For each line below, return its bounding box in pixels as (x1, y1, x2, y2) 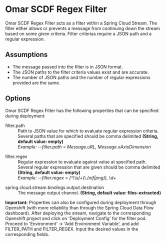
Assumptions (5, 50, 48, 59)
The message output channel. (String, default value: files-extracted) (17, 189, 161, 195)
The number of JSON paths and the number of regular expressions (12, 74, 151, 80)
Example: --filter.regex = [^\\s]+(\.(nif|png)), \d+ (17, 174, 116, 180)
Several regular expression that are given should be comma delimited (17, 164, 160, 170)
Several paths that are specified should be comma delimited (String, (17, 133, 158, 139)
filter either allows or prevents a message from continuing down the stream (5, 25, 160, 31)
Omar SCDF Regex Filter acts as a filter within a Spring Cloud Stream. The (5, 20, 157, 26)
